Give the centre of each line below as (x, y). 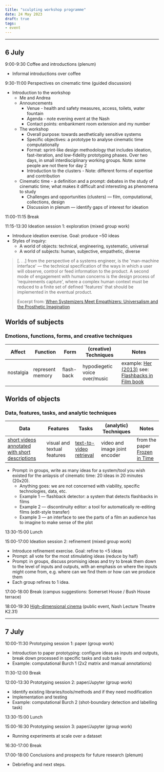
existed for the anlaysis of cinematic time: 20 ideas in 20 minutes (77, 475)
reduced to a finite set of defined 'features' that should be (75, 287)
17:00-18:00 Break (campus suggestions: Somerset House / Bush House (78, 592)
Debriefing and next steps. (39, 765)
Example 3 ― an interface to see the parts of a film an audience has (88, 517)
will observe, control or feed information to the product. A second (83, 271)
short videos (22, 440)
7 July (15, 632)
